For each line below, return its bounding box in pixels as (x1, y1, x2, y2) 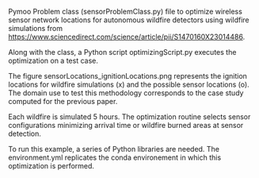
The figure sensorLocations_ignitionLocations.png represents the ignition (8, 72, 248, 80)
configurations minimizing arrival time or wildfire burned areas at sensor (8, 121, 244, 130)
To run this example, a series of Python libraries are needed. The (8, 145, 220, 153)
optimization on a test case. (8, 56, 99, 65)
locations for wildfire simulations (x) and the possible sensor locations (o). (8, 79, 249, 89)
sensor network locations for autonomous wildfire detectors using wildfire (8, 15, 249, 25)
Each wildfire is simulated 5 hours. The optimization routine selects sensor (8, 112, 251, 122)
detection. (8, 129, 42, 138)
